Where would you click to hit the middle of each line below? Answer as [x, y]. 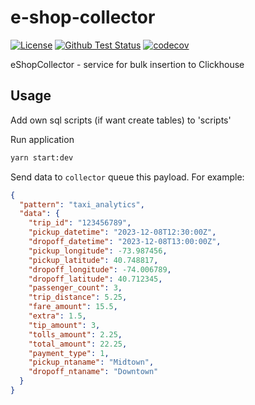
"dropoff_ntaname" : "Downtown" [93, 372]
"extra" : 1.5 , [57, 316]
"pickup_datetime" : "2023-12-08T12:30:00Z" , [122, 232]
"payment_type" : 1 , [69, 353]
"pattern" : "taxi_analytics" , [82, 204]
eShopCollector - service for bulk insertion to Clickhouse [127, 64]
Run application [42, 139]
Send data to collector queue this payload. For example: [127, 177]
